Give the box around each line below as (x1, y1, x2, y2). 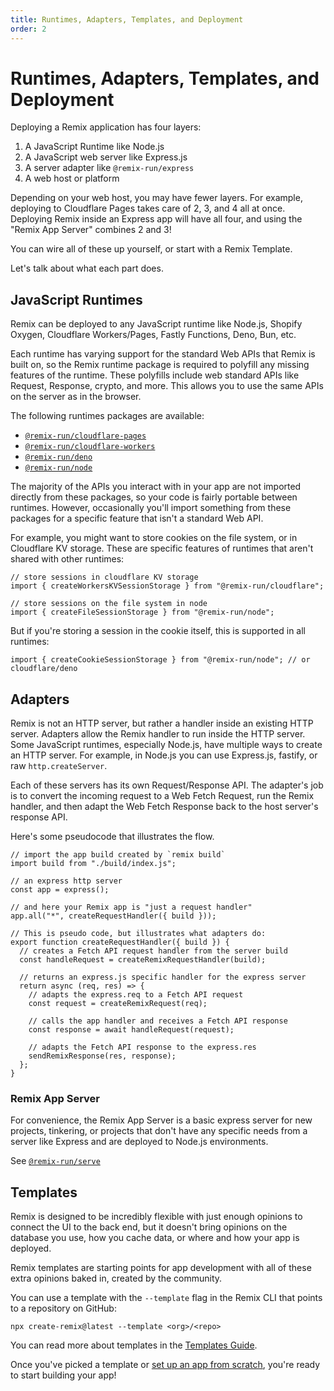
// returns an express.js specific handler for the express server (19, 972, 307, 983)
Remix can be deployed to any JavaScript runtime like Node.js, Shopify (10, 318, 303, 330)
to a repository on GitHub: (10, 1302, 117, 1315)
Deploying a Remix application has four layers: (10, 121, 202, 133)
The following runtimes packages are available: (10, 410, 205, 422)
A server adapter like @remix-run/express (24, 162, 195, 174)
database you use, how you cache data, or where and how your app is (10, 1232, 300, 1244)
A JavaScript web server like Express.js (24, 151, 188, 163)
